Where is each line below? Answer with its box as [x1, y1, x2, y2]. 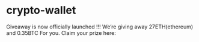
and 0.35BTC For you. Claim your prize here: [6, 29, 116, 36]
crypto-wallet [6, 4, 76, 17]
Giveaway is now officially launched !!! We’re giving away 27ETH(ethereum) [6, 23, 194, 30]
